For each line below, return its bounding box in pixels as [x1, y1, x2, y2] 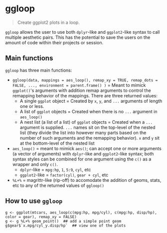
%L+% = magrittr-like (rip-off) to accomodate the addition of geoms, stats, [12, 177, 162, 183]
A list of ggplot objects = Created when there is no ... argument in [19, 108, 158, 114]
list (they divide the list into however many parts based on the [19, 130, 147, 136]
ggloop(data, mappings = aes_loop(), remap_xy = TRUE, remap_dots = [12, 78, 158, 82]
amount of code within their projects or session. [5, 39, 104, 45]
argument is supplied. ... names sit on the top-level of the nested [19, 124, 156, 130]
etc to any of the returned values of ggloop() [12, 182, 105, 188]
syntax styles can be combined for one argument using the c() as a [12, 156, 152, 162]
